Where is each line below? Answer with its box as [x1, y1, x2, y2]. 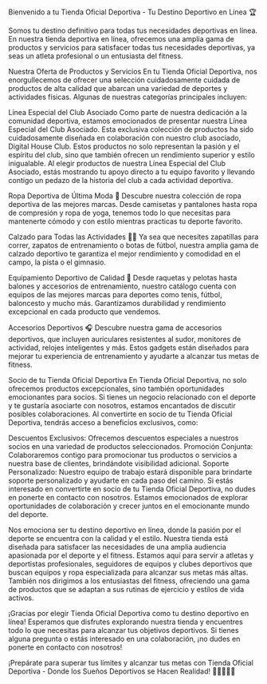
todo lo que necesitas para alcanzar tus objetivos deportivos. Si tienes [8, 626, 239, 634]
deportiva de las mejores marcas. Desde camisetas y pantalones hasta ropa [8, 200, 257, 209]
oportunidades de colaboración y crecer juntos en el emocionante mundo [8, 501, 249, 511]
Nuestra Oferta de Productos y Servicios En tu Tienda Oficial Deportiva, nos [8, 67, 257, 76]
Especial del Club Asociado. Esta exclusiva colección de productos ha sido [8, 125, 254, 134]
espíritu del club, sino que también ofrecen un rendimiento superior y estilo [8, 150, 255, 159]
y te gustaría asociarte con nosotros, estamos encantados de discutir [8, 401, 237, 410]
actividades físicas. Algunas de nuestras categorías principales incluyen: [8, 92, 247, 101]
